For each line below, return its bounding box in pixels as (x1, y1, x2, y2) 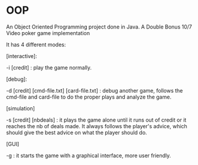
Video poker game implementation (6, 29, 90, 36)
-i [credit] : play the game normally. (6, 64, 92, 71)
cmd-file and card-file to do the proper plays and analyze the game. (6, 93, 171, 100)
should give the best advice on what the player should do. (6, 129, 147, 136)
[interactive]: (6, 52, 37, 59)
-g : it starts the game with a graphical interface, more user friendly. (6, 152, 171, 159)
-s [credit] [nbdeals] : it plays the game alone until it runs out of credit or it (6, 116, 187, 123)
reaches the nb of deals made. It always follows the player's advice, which (6, 122, 187, 129)
